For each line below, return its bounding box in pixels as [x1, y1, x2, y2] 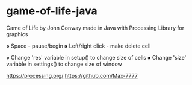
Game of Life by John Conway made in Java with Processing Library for [6, 24, 185, 31]
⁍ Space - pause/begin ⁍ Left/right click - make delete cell [6, 42, 151, 49]
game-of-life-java [6, 4, 98, 18]
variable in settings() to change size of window [6, 60, 122, 68]
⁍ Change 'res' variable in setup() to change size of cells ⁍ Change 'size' [6, 54, 187, 61]
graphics [6, 30, 28, 37]
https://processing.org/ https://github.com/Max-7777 [6, 72, 138, 79]
